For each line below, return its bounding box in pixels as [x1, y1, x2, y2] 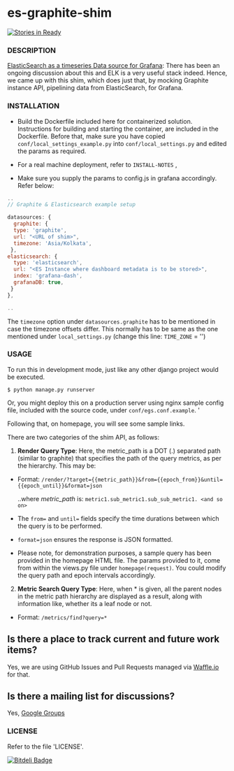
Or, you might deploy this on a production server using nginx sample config [7, 398, 224, 407]
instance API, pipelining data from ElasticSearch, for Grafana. [7, 84, 184, 92]
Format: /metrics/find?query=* [17, 613, 108, 621]
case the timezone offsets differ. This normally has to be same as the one [7, 324, 219, 333]
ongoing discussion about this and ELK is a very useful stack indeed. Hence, [7, 69, 228, 78]
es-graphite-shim [7, 5, 112, 21]
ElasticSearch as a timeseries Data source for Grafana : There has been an [7, 62, 220, 70]
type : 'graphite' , [13, 227, 68, 234]
